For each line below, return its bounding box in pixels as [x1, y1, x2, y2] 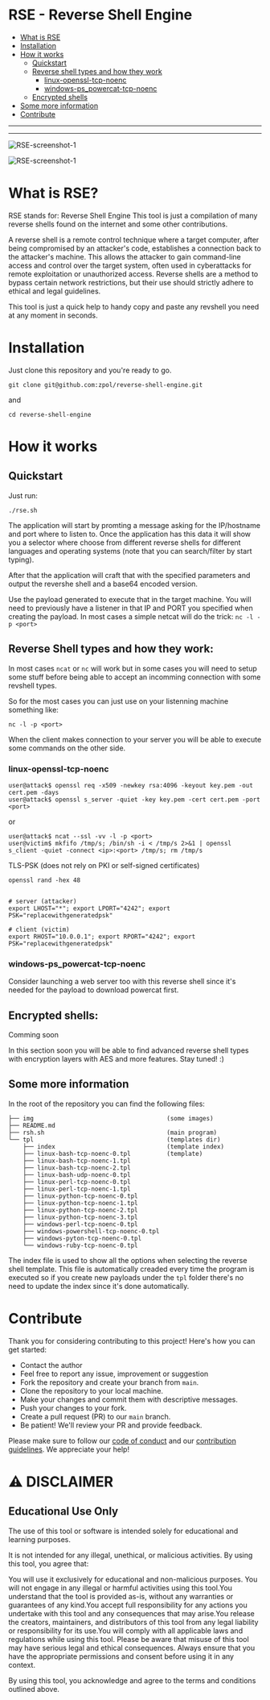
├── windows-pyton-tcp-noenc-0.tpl [22, 1234, 142, 1242]
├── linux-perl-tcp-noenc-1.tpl [22, 1185, 131, 1193]
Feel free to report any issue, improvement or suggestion [19, 1369, 209, 1378]
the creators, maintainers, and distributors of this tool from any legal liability [8, 1617, 259, 1627]
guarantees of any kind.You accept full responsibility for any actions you [8, 1600, 247, 1610]
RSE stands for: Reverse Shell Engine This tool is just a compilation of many [8, 210, 258, 220]
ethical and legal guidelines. [8, 286, 101, 296]
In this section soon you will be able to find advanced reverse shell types [8, 1045, 249, 1055]
